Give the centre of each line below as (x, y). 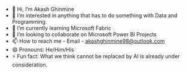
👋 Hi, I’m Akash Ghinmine (43, 9)
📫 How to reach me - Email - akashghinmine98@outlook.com (88, 41)
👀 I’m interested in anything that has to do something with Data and (94, 15)
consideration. (30, 65)
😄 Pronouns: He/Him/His (43, 50)
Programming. (29, 22)
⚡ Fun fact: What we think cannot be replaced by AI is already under (96, 56)
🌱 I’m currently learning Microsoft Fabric (62, 28)
